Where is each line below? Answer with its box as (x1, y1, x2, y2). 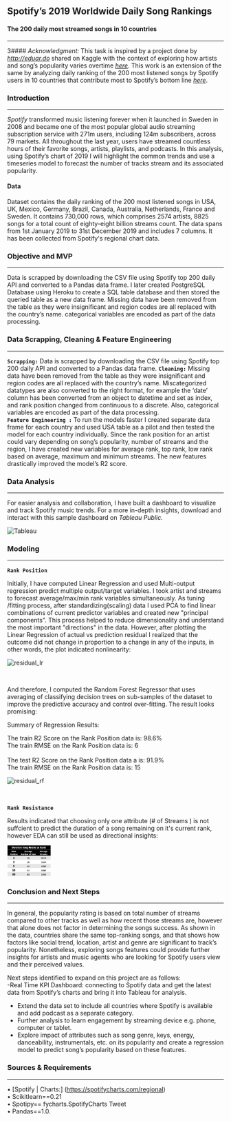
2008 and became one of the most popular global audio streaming (7, 122, 196, 130)
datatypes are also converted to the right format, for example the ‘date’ (7, 386, 208, 394)
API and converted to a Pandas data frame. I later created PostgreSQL (7, 281, 206, 289)
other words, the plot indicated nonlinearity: (7, 645, 131, 654)
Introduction (7, 93, 49, 103)
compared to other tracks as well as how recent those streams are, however (7, 916, 223, 925)
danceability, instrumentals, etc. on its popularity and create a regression (16, 1038, 224, 1047)
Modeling (7, 544, 40, 554)
